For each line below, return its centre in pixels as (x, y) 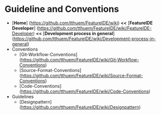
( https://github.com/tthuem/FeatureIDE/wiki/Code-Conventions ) (85, 91)
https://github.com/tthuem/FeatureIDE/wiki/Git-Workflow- (80, 59)
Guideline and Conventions (62, 9)
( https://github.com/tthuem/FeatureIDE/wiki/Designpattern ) (80, 107)
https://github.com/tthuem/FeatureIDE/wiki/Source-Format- (82, 75)
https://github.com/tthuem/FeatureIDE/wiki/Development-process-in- (85, 39)
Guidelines (23, 96)
